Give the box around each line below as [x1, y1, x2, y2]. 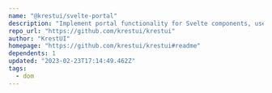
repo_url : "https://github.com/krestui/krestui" [8, 27, 176, 35]
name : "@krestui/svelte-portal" [8, 11, 117, 20]
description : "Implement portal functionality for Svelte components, [8, 19, 252, 27]
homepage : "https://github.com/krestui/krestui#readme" [8, 42, 201, 50]
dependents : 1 [8, 49, 57, 57]
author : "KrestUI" [8, 34, 70, 43]
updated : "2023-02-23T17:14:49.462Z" [8, 57, 136, 66]
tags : [8, 65, 27, 73]
